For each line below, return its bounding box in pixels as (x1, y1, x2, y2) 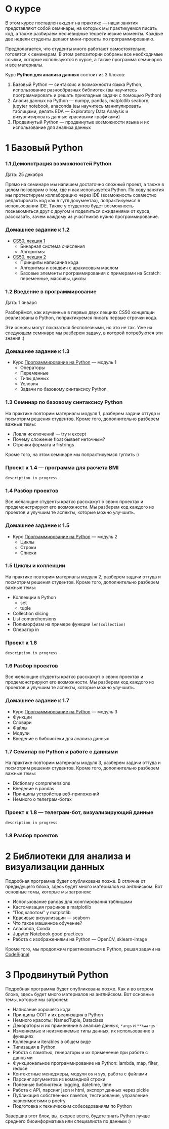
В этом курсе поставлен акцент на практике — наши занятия (5, 20, 138, 26)
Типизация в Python (12, 1044, 56, 1050)
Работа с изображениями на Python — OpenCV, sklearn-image (12, 936, 148, 942)
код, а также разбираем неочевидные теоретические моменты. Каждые (5, 30, 163, 36)
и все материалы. (5, 62, 44, 68)
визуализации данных (5, 862, 105, 873)
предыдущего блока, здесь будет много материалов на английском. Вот (5, 883, 163, 890)
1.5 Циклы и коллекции (5, 562, 66, 569)
